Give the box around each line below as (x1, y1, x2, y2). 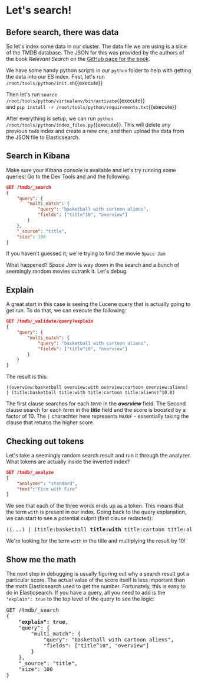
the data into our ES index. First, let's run (6, 73, 105, 80)
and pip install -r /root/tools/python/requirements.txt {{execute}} (6, 104, 177, 110)
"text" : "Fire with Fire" (16, 486, 78, 492)
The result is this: (6, 373, 48, 380)
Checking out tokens (6, 436, 84, 446)
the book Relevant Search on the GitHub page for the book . (6, 56, 150, 62)
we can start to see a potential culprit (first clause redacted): (6, 515, 153, 522)
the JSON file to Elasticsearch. (6, 134, 80, 141)
